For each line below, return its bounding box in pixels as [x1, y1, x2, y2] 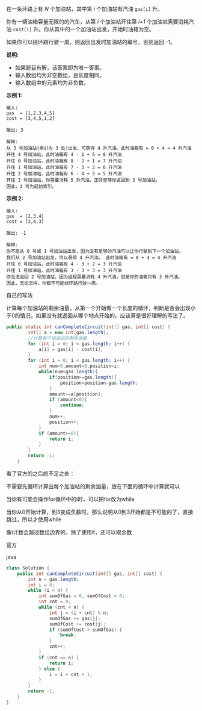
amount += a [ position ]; [49, 391, 103, 397]
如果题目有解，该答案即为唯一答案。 [14, 64, 105, 71]
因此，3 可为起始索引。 [6, 184, 57, 190]
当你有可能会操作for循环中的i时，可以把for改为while [6, 495, 135, 503]
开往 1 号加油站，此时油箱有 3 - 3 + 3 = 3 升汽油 [6, 267, 122, 273]
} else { [38, 666, 61, 672]
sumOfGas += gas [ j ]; [49, 615, 101, 621]
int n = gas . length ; [28, 576, 79, 582]
